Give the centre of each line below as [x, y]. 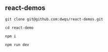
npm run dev [17, 45]
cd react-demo [19, 28]
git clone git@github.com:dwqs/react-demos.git [54, 19]
